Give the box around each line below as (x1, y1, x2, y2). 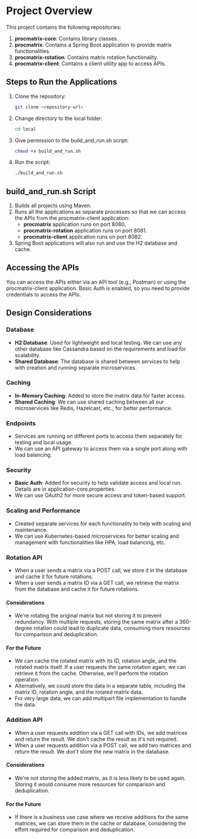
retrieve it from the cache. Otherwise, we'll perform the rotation (14, 670, 169, 677)
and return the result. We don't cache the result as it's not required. (14, 735, 178, 743)
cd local (14, 126, 36, 132)
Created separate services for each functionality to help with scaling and (14, 520, 191, 527)
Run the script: (14, 159, 51, 166)
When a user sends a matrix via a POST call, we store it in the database (14, 567, 188, 574)
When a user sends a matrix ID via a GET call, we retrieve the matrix (14, 580, 179, 587)
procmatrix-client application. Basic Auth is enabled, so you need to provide (6, 284, 190, 292)
